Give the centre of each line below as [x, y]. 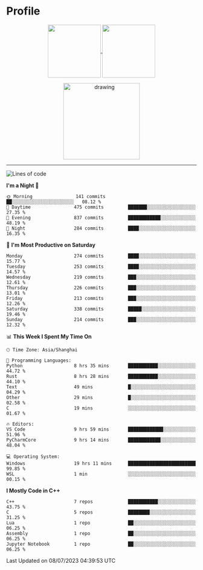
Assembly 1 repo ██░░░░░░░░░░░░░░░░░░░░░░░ [101, 533]
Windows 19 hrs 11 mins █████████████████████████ [101, 463]
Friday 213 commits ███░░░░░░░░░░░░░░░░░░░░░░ [101, 298]
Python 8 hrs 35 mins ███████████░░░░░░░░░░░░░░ [101, 366]
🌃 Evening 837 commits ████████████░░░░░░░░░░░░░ [101, 217]
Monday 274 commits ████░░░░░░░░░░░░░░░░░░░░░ [101, 256]
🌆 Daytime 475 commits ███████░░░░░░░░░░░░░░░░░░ [101, 207]
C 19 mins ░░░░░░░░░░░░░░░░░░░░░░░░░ [101, 408]
